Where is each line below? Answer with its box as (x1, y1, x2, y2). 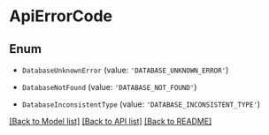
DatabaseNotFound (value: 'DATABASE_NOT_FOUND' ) (21, 82, 197, 92)
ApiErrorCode (9, 6, 113, 26)
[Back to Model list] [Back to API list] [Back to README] (9, 116, 212, 126)
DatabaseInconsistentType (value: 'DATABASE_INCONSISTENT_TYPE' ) (21, 99, 261, 109)
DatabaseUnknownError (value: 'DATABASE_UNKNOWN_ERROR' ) (21, 64, 229, 75)
